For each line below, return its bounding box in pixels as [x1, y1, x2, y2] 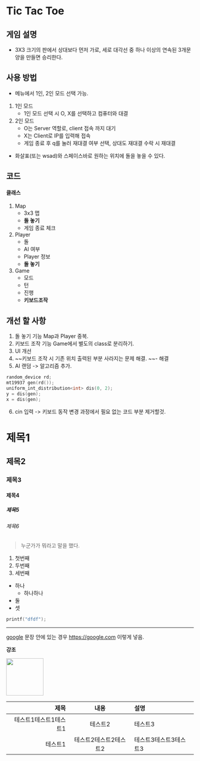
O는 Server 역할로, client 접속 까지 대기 [23, 124, 116, 131]
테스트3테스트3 [134, 736, 176, 744]
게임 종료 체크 [23, 224, 56, 231]
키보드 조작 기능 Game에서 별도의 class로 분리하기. [14, 340, 135, 347]
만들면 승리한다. [26, 54, 63, 61]
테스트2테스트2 [74, 736, 115, 744]
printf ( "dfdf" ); [6, 616, 46, 622]
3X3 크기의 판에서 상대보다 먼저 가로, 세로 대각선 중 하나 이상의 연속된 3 [14, 46, 182, 53]
